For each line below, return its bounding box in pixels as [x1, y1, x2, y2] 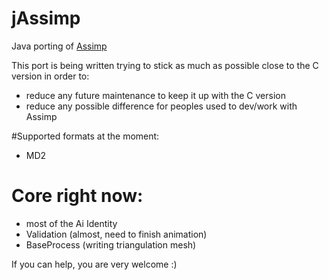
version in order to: [11, 70, 90, 82]
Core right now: [11, 185, 144, 207]
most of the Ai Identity [25, 217, 118, 229]
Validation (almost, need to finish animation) [25, 228, 208, 240]
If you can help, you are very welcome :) [11, 258, 178, 270]
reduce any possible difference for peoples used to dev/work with [25, 100, 298, 112]
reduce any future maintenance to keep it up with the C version [25, 89, 286, 101]
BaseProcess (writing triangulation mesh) [25, 238, 197, 251]
